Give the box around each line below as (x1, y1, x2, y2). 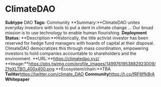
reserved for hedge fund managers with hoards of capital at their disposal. (5, 40, 154, 46)
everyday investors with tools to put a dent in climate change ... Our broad (5, 24, 153, 30)
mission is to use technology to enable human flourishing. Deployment (5, 30, 147, 35)
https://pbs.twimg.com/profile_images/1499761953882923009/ (28, 61, 156, 67)
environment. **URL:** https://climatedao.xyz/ (5, 55, 100, 61)
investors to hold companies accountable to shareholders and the (5, 50, 137, 56)
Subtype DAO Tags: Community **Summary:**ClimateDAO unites (5, 19, 140, 25)
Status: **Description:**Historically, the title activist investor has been (5, 35, 148, 41)
